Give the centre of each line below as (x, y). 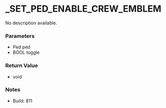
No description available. (31, 23)
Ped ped (21, 47)
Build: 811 (22, 101)
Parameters (20, 36)
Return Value (22, 65)
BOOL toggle (26, 52)
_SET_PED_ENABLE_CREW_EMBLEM (83, 9)
